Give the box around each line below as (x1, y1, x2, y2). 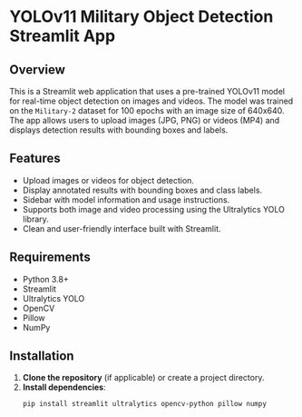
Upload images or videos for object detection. (22, 174, 195, 185)
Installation (9, 348, 74, 364)
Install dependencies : (22, 382, 106, 392)
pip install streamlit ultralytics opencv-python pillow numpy (22, 400, 268, 409)
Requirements (9, 250, 91, 265)
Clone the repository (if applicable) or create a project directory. (22, 372, 265, 383)
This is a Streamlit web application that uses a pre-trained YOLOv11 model (9, 86, 286, 96)
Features (9, 151, 61, 166)
